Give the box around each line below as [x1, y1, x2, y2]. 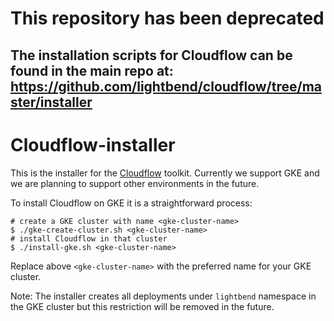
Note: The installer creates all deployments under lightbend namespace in [10, 290, 317, 302]
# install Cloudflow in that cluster [10, 233, 168, 244]
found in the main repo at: [10, 62, 174, 79]
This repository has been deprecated [10, 7, 325, 30]
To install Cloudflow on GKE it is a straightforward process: [10, 197, 253, 209]
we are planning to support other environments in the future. [10, 177, 260, 189]
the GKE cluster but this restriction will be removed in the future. [10, 300, 275, 312]
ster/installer [10, 93, 93, 111]
